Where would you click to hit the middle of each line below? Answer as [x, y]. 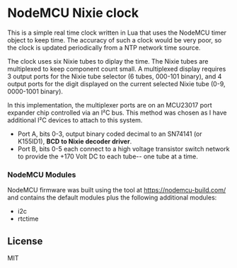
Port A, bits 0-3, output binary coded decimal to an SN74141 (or [110, 134]
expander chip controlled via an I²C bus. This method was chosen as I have [117, 112]
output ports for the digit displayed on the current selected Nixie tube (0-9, [116, 83]
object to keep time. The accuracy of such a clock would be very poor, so [115, 40]
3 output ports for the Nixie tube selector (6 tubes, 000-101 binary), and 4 [115, 76]
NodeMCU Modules [42, 175]
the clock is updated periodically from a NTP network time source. [104, 47]
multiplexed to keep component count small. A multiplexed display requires [117, 69]
